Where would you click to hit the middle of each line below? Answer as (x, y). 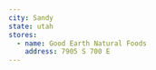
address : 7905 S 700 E (68, 52)
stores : (23, 35)
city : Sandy (31, 18)
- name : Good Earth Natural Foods (82, 43)
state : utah (31, 26)
